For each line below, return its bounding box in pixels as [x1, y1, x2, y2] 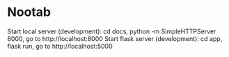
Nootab [7, 4, 51, 20]
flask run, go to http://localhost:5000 [7, 42, 113, 50]
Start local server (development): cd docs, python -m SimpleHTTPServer [7, 27, 216, 35]
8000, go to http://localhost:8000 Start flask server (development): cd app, [7, 34, 223, 42]
